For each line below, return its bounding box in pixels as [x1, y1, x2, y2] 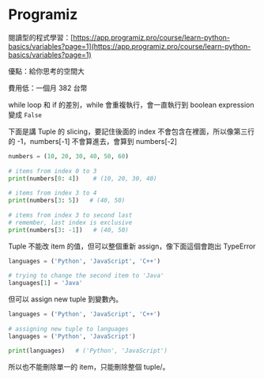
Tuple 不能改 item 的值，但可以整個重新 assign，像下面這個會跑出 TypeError [8, 241, 256, 251]
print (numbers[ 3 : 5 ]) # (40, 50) [8, 196, 126, 205]
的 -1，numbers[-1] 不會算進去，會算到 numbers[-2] [8, 136, 178, 146]
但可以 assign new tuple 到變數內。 [8, 294, 123, 304]
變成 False [8, 109, 42, 119]
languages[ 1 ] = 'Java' [8, 279, 83, 287]
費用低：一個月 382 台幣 [8, 83, 88, 93]
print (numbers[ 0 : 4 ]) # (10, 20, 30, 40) [8, 174, 157, 183]
